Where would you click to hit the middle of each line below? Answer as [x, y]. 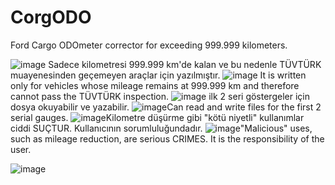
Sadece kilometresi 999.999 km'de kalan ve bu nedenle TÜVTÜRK [185, 64]
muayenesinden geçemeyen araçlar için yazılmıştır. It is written [158, 75]
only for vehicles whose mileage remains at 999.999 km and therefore [155, 85]
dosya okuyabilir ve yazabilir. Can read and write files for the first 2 [166, 107]
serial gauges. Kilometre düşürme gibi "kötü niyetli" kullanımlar [157, 117]
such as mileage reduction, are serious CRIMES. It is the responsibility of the [167, 138]
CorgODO [51, 17]
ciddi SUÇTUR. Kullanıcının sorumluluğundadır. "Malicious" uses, [161, 128]
